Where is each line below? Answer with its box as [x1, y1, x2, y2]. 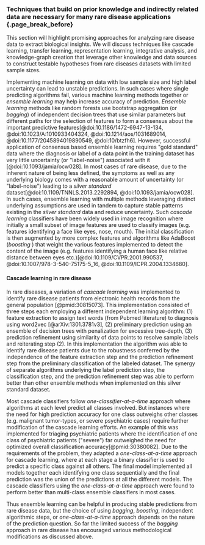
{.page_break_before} [6, 20, 74, 29]
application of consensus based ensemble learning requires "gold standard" [6, 143, 198, 151]
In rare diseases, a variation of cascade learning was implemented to [6, 288, 181, 295]
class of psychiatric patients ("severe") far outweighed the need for [6, 436, 176, 443]
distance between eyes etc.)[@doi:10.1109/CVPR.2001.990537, [6, 254, 164, 261]
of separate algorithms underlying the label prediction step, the [6, 366, 165, 373]
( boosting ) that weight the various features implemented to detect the [6, 241, 183, 248]
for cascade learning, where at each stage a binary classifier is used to [6, 456, 185, 463]
